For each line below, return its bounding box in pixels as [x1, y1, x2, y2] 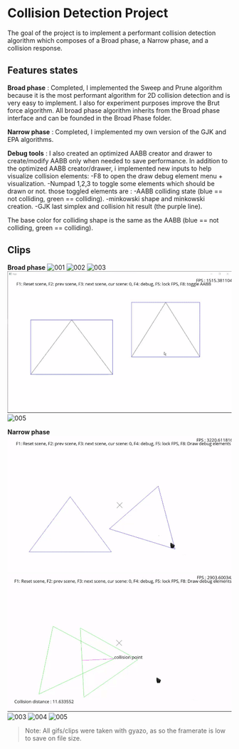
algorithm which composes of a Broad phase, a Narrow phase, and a [7, 36, 208, 44]
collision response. [7, 44, 63, 52]
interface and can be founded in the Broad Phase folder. [7, 113, 172, 122]
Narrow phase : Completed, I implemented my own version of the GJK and [7, 127, 226, 136]
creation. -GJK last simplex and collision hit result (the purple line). [7, 202, 203, 210]
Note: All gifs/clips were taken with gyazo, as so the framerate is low [24, 726, 226, 735]
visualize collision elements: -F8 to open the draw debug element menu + [7, 171, 223, 180]
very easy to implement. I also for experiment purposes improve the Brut [7, 98, 221, 107]
